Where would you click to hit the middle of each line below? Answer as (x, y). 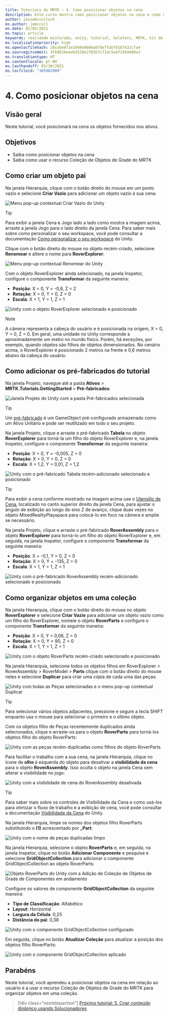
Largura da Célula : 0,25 (37, 915)
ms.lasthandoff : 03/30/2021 (35, 66)
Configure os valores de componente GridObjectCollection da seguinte (80, 889)
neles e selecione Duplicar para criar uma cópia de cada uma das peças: (81, 677)
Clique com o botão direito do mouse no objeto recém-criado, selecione (80, 248)
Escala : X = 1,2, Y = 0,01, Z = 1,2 (46, 464)
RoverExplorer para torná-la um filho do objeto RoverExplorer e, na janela (82, 438)
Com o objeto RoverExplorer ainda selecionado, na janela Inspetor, (74, 273)
